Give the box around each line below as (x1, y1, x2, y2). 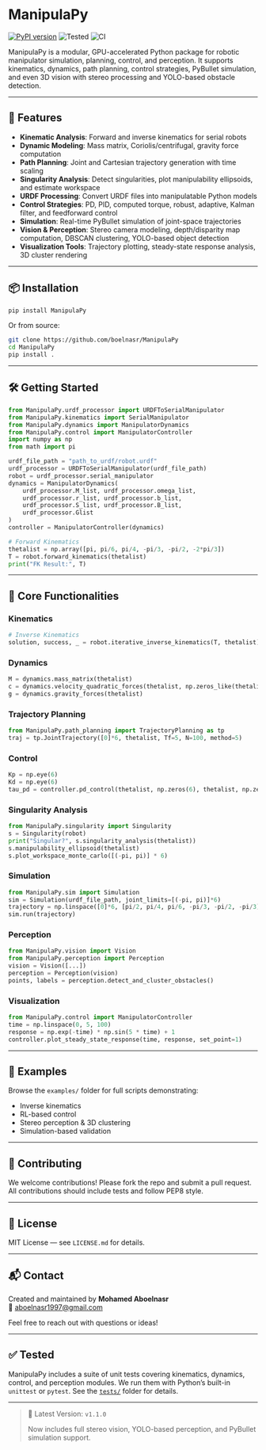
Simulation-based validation (19, 1127, 112, 1136)
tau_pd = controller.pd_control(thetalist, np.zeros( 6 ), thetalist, (8, 785, 239, 793)
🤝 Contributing (8, 1157, 82, 1170)
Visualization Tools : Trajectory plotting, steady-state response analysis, (19, 242, 256, 251)
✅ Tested (8, 1349, 55, 1362)
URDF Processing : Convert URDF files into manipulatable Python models (19, 191, 257, 200)
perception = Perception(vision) (8, 969, 119, 978)
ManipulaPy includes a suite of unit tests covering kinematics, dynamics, (8, 1369, 245, 1379)
